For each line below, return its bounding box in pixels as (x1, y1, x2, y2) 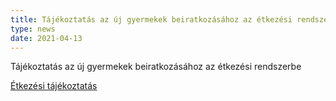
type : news (10, 24, 56, 34)
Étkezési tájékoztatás (10, 80, 98, 92)
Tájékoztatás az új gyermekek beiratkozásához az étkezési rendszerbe (10, 61, 302, 73)
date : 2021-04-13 (10, 33, 83, 43)
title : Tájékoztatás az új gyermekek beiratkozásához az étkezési (10, 14, 293, 25)
